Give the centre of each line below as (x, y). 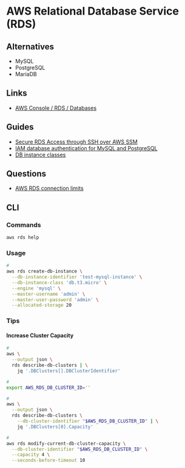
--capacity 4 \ (31, 455)
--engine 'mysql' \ (36, 288)
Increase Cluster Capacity (40, 335)
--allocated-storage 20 (42, 306)
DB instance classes (40, 155)
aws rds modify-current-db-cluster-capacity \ (66, 443)
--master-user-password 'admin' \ (55, 299)
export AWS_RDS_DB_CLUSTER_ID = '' (49, 388)
